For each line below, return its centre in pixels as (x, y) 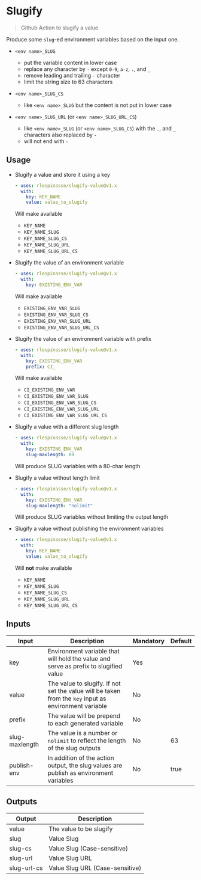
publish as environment (80, 772)
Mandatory (149, 641)
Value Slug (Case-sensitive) (89, 848)
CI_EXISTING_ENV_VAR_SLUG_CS (60, 403)
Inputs (19, 624)
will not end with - (46, 141)
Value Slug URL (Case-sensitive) (95, 868)
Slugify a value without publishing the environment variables (89, 529)
